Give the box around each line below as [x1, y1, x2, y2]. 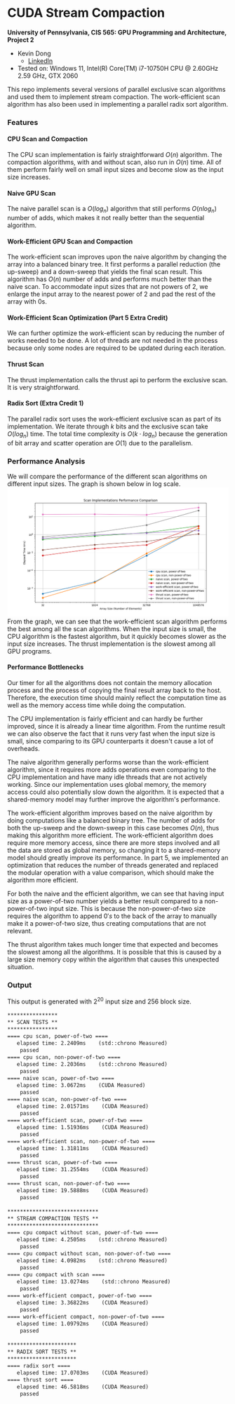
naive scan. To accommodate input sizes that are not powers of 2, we [7, 283, 208, 291]
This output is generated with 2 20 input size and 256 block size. [7, 996, 192, 1006]
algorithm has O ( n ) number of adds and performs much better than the [7, 275, 213, 283]
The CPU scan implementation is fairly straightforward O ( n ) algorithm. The [7, 151, 222, 159]
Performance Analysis [7, 456, 86, 466]
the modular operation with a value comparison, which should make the [7, 868, 214, 877]
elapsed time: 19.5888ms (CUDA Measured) [16, 1187, 149, 1194]
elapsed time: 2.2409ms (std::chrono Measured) [16, 1039, 168, 1046]
